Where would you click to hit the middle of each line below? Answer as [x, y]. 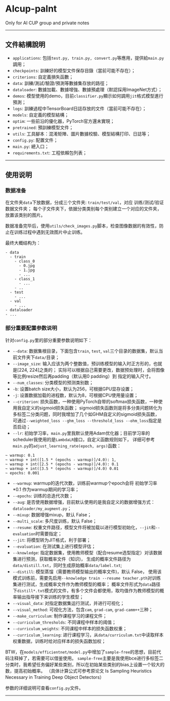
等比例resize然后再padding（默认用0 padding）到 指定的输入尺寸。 [83, 376]
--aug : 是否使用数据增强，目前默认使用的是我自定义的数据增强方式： [84, 502]
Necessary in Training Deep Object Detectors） [55, 677]
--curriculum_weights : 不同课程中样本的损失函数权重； [70, 628]
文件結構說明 [25, 45]
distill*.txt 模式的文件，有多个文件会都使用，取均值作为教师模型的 [88, 590]
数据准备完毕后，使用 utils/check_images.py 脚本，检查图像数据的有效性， [82, 226]
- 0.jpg [27, 266]
